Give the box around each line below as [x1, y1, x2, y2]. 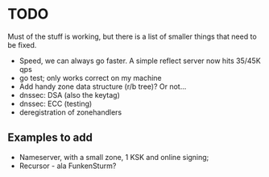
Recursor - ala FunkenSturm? [19, 161, 117, 171]
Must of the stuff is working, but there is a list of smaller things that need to [7, 32, 257, 41]
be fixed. [7, 40, 37, 49]
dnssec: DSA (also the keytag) [19, 90, 120, 99]
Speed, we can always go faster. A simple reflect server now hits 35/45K [19, 56, 261, 65]
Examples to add [7, 131, 93, 145]
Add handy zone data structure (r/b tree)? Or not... [19, 82, 187, 91]
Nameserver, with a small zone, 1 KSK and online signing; [19, 152, 209, 162]
